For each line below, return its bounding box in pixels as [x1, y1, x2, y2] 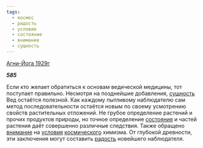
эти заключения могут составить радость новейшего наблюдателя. [6, 135, 185, 142]
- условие [12, 26, 37, 32]
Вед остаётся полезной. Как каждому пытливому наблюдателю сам [6, 96, 185, 104]
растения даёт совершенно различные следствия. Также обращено [6, 122, 185, 129]
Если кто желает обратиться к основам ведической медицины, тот [6, 83, 182, 90]
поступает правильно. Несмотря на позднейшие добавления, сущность [6, 90, 195, 97]
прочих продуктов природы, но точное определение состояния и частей [6, 115, 197, 122]
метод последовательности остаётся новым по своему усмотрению [6, 102, 186, 110]
